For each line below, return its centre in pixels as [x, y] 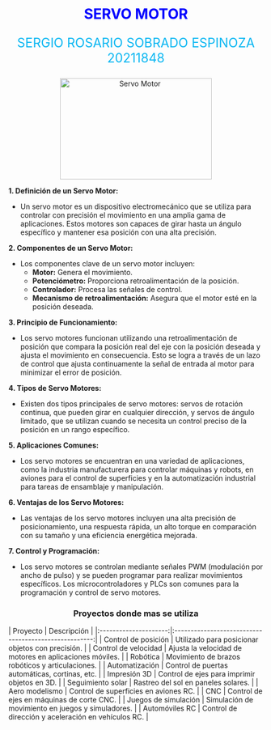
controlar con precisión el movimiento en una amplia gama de [123, 215]
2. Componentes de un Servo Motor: [71, 248]
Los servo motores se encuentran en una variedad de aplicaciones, [132, 461]
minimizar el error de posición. [71, 372]
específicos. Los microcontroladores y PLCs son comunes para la [129, 584]
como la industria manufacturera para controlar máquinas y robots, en [137, 469]
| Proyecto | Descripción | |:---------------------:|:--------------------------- [135, 631]
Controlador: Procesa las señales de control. [107, 290]
